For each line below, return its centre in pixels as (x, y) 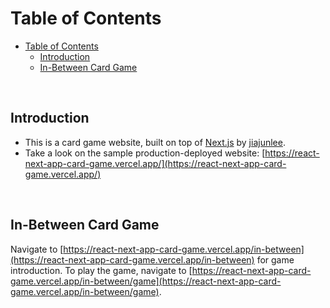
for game (275, 259)
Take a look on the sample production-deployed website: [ (145, 153)
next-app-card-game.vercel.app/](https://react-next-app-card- (155, 163)
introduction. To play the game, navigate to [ (101, 270)
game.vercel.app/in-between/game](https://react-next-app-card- (146, 281)
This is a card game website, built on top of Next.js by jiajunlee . (155, 142)
